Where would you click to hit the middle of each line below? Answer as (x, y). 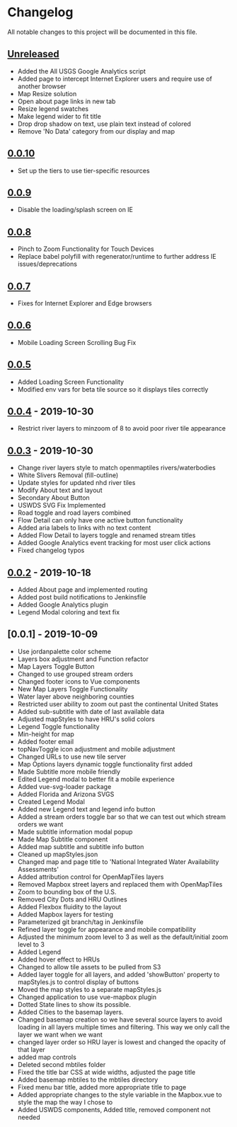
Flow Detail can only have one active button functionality (100, 520)
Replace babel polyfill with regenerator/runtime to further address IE (117, 257)
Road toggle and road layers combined (74, 513)
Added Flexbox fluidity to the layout (69, 906)
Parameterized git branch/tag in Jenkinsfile (80, 922)
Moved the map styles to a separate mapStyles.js (89, 989)
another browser (42, 86)
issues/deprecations (47, 264)
